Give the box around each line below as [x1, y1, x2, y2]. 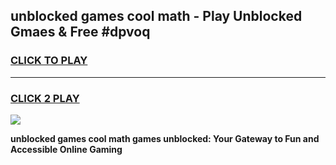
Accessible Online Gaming [10, 143, 123, 155]
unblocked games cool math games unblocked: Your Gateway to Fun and [10, 132, 320, 144]
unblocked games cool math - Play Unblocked [10, 8, 303, 25]
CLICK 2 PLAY [10, 91, 80, 105]
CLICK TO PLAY [10, 54, 88, 68]
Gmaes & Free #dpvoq [10, 24, 151, 41]
